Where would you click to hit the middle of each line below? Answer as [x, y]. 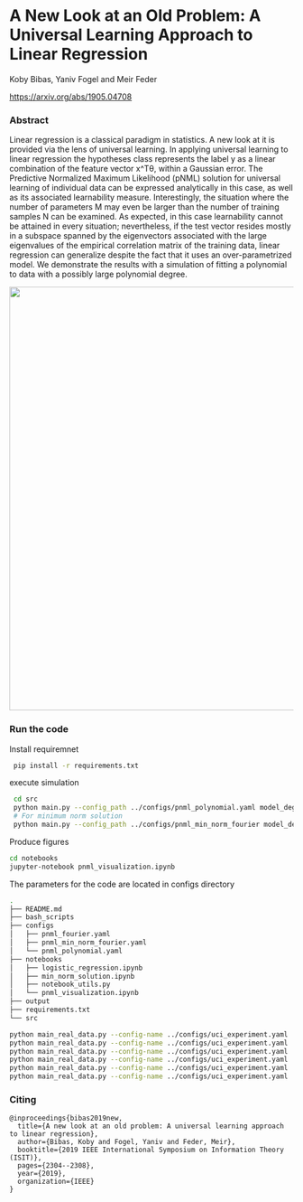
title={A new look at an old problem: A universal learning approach [151, 1126]
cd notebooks [34, 858]
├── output [30, 1001]
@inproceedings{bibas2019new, [66, 1118]
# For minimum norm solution [68, 816]
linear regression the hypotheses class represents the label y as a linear [143, 159]
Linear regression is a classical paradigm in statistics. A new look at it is [142, 140]
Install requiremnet [44, 749]
